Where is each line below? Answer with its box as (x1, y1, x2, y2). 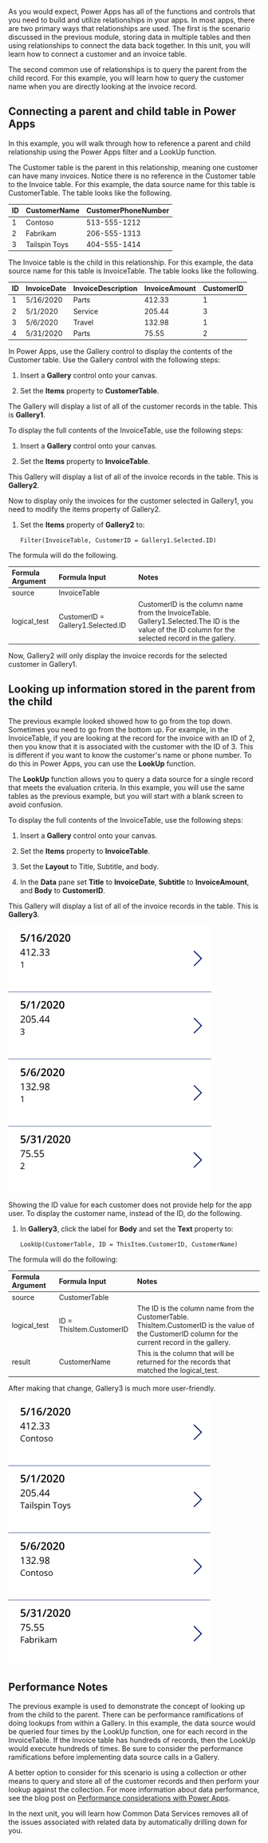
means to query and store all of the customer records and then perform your (8, 1777, 260, 1786)
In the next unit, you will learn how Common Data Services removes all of (8, 1809, 249, 1818)
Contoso (26, 217, 54, 227)
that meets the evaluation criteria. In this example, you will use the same (8, 783, 245, 792)
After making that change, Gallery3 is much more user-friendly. (8, 1383, 216, 1393)
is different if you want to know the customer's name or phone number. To (8, 750, 252, 760)
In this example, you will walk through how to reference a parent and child (8, 138, 251, 148)
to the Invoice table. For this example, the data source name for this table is (8, 179, 256, 189)
